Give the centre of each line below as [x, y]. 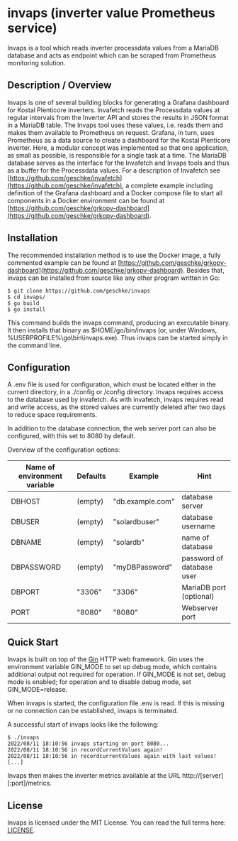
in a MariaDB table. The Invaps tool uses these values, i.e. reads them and [115, 125]
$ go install [27, 309]
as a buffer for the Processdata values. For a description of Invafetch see [114, 170]
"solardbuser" [136, 522]
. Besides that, [204, 270]
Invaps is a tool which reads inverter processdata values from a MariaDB [113, 48]
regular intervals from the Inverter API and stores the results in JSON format [118, 117]
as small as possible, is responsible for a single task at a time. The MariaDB [117, 155]
